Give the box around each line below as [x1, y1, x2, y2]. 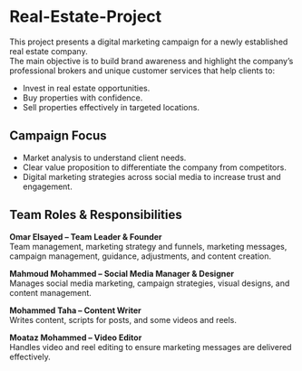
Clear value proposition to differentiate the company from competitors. [22, 161, 287, 173]
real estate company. [9, 45, 88, 56]
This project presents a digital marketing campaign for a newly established [9, 36, 288, 47]
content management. [9, 287, 93, 298]
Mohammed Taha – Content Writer [9, 305, 142, 316]
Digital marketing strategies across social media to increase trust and [22, 171, 281, 182]
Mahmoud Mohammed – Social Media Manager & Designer [9, 268, 235, 279]
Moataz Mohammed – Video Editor [9, 332, 142, 343]
